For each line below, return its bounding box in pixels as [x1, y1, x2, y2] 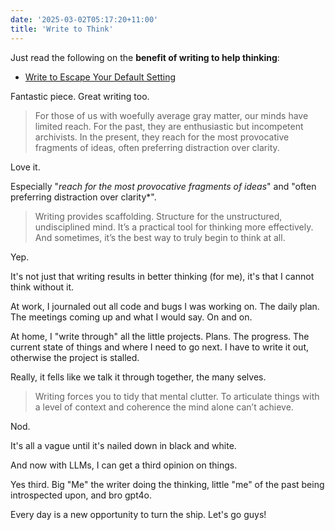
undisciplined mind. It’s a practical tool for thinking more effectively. [34, 221, 314, 233]
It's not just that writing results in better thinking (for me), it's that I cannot [10, 270, 315, 282]
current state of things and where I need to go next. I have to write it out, [10, 341, 309, 353]
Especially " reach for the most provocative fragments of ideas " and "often [10, 180, 317, 192]
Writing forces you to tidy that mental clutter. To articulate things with [34, 390, 320, 402]
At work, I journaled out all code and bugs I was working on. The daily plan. [10, 300, 320, 312]
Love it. [10, 161, 41, 173]
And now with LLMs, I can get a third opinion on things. [10, 459, 238, 471]
